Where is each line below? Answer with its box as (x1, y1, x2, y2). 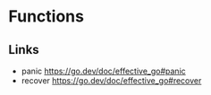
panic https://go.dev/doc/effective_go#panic (21, 65, 187, 76)
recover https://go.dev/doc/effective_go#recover (21, 75, 202, 86)
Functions (8, 6, 84, 27)
